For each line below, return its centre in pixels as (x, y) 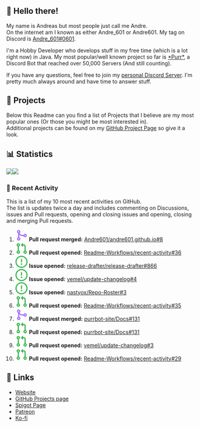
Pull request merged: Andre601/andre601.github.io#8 (96, 239)
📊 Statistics (30, 154)
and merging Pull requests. (40, 220)
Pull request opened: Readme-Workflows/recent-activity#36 (105, 253)
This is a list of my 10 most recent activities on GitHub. (74, 201)
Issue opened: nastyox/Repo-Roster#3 (78, 292)
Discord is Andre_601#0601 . (41, 38)
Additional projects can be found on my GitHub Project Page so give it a (96, 128)
